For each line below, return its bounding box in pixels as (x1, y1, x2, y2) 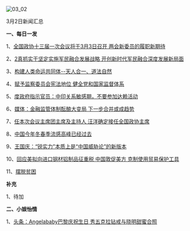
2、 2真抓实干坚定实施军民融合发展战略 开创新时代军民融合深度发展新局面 (6, 55, 184, 62)
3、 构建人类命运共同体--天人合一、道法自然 (6, 68, 112, 75)
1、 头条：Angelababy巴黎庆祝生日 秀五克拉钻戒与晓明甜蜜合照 (6, 218, 158, 225)
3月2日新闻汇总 (6, 18, 44, 25)
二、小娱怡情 (6, 206, 37, 212)
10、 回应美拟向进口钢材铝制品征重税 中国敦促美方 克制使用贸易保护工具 (6, 156, 179, 162)
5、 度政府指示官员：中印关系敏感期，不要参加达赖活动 (6, 93, 138, 100)
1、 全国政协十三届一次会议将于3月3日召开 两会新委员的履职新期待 (6, 43, 166, 49)
